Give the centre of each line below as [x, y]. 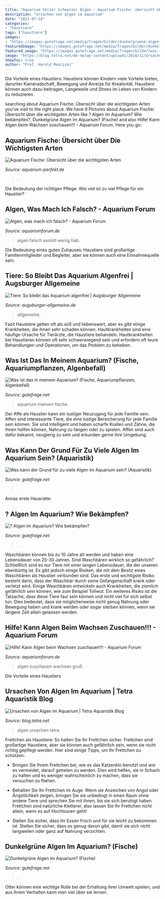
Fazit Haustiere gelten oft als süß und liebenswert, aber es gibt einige [75, 324]
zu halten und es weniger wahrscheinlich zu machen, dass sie [75, 775]
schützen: [15, 755]
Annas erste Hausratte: [28, 499]
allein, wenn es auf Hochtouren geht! [50, 811]
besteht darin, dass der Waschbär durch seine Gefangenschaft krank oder [80, 581]
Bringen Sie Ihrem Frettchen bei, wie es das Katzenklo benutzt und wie [84, 765]
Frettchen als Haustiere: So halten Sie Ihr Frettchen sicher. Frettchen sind [79, 739]
